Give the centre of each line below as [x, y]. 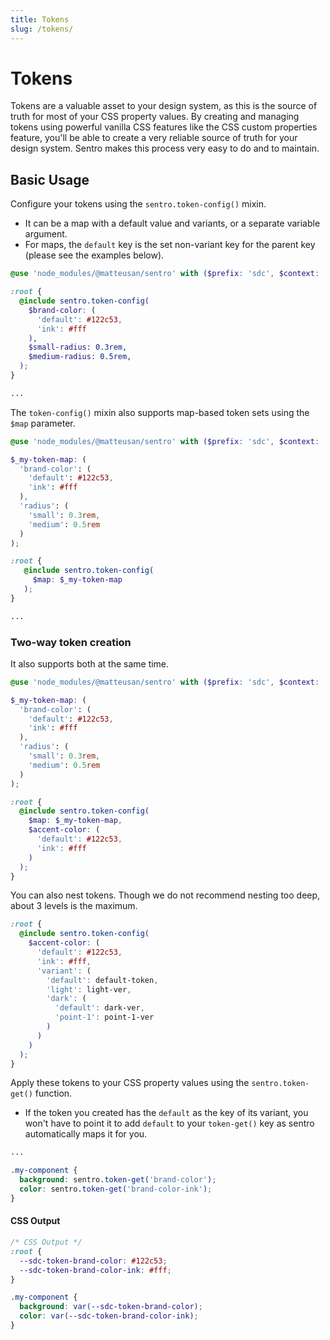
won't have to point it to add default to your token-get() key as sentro [169, 1123]
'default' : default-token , [102, 980]
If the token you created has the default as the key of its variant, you [166, 1113]
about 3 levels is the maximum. [74, 906]
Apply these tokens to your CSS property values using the [130, 1083]
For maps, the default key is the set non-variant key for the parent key [170, 245]
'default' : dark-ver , [99, 1008]
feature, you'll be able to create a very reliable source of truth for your [154, 138]
